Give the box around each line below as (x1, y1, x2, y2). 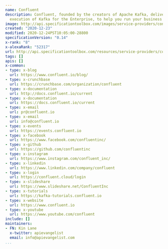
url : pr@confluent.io (9, 109, 55, 115)
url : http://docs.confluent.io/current (9, 91, 93, 96)
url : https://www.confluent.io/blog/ (9, 72, 88, 77)
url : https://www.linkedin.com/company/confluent (9, 165, 115, 170)
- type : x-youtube (5, 207, 43, 212)
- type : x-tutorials (5, 188, 48, 193)
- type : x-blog (5, 68, 37, 73)
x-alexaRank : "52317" (5, 44, 50, 49)
